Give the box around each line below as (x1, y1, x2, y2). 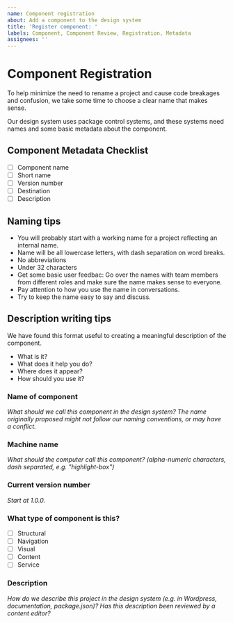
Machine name (7, 439, 59, 449)
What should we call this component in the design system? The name (7, 407, 207, 416)
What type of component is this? (7, 513, 120, 523)
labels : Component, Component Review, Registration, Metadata (7, 29, 191, 37)
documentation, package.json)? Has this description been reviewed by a (7, 601, 216, 610)
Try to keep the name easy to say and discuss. (17, 293, 151, 301)
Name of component (7, 391, 78, 401)
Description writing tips (7, 313, 111, 325)
